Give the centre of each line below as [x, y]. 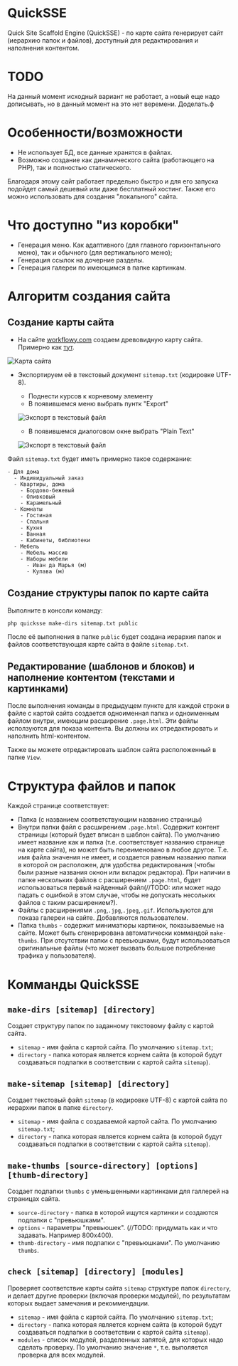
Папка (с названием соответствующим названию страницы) [110, 820]
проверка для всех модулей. [61, 1355]
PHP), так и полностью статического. [74, 167]
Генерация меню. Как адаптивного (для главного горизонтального [119, 245]
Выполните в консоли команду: [55, 610]
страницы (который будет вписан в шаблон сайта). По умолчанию [119, 835]
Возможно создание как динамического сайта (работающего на [116, 160]
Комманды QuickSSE [74, 984]
